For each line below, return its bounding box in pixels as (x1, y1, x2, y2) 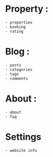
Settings (5, 131, 41, 143)
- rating (5, 29, 24, 34)
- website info (5, 148, 37, 153)
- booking (5, 24, 26, 30)
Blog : (5, 46, 30, 58)
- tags (5, 71, 19, 76)
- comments (5, 76, 28, 81)
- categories (5, 67, 33, 72)
